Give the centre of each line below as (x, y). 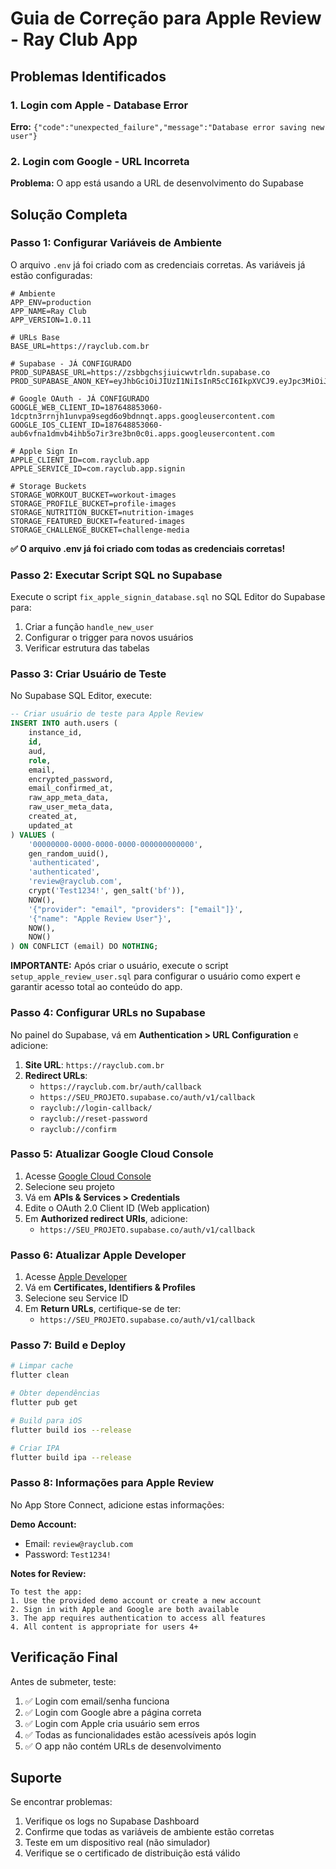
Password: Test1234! (68, 1554)
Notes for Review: (48, 1573)
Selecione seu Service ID (76, 1298)
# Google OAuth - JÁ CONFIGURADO (80, 398)
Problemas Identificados (88, 76)
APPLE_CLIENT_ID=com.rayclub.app (80, 460)
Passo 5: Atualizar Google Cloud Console (112, 1154)
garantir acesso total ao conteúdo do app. (96, 987)
